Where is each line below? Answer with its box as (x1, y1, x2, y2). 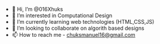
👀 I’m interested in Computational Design (11, 12, 112, 19)
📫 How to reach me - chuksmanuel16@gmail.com (11, 32, 136, 38)
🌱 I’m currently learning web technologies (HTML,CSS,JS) (11, 18, 155, 25)
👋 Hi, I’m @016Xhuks (11, 6, 63, 12)
